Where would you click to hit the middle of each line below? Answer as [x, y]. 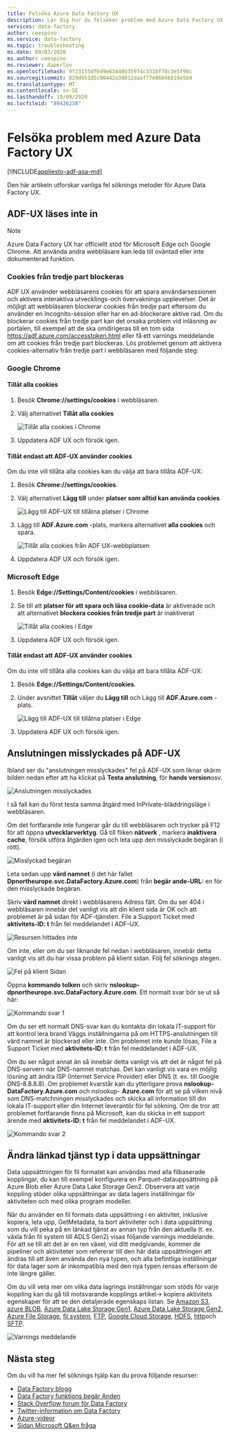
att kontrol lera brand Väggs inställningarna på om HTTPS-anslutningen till [113, 1033]
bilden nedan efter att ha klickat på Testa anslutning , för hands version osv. [115, 777]
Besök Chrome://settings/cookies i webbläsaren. [88, 400]
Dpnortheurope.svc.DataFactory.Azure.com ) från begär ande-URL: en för [115, 881]
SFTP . [15, 1323]
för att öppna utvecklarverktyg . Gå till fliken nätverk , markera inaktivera [112, 832]
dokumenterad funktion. [41, 258]
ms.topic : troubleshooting [46, 46]
